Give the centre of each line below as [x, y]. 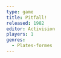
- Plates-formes [32, 46]
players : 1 [20, 34]
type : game [20, 12]
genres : [16, 40]
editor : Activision [31, 29]
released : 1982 [25, 23]
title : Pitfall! [27, 18]
